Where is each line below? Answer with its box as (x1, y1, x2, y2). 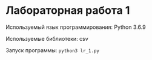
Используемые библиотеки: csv (5, 35, 88, 42)
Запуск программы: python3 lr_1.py (5, 46, 99, 54)
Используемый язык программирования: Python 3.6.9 (5, 23, 146, 31)
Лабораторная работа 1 (5, 4, 130, 17)
